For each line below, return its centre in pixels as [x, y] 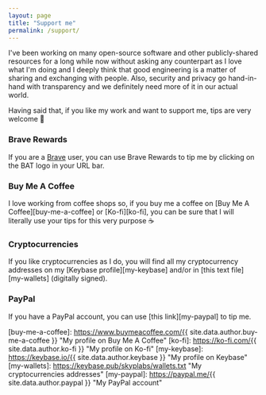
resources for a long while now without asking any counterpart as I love [125, 61]
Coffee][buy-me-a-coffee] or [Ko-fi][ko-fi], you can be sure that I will [121, 211]
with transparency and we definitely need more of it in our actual [132, 87]
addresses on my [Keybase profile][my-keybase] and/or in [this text [119, 270]
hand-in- [243, 78]
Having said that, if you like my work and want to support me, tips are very [130, 110]
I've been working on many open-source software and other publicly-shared [133, 53]
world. [19, 95]
